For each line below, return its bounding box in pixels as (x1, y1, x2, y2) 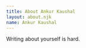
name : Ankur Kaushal (6, 19, 58, 25)
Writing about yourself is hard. (6, 36, 80, 43)
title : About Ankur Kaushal (6, 8, 76, 15)
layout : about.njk (6, 14, 52, 20)
